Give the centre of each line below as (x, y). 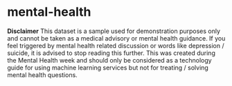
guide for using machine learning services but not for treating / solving (108, 67)
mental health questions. (42, 75)
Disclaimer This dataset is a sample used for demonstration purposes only (114, 31)
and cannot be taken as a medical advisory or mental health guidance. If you (116, 38)
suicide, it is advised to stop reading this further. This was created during (111, 53)
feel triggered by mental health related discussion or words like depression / (116, 45)
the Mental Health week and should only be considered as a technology (110, 60)
